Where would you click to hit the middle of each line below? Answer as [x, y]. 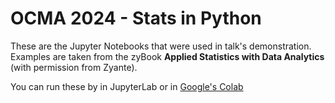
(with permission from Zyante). [74, 67]
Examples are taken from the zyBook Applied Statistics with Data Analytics [167, 56]
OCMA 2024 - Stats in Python [136, 18]
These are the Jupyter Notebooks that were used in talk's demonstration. [161, 46]
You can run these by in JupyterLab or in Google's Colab [127, 86]
